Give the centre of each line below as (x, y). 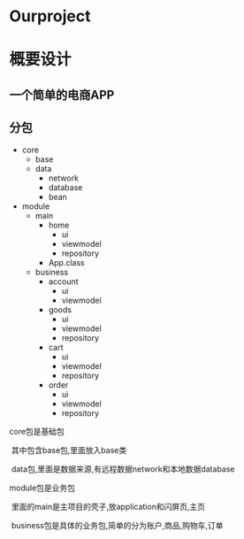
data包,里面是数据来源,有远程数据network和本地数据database (123, 469)
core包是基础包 (37, 431)
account (63, 281)
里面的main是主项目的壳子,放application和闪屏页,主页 (108, 506)
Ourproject (50, 16)
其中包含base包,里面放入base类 (69, 450)
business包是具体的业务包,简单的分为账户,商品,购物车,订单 (117, 525)
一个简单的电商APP (62, 95)
